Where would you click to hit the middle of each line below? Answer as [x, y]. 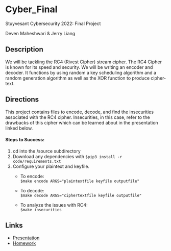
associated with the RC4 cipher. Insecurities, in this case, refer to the [78, 117]
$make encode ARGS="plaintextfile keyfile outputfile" [80, 181]
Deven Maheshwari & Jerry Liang [40, 33]
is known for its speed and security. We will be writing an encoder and [79, 67]
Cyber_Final [31, 9]
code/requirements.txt [37, 161]
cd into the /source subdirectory [46, 151]
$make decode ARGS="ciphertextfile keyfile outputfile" [81, 195]
